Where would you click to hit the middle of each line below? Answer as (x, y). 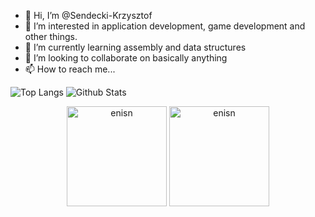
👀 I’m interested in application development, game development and (165, 26)
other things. (51, 36)
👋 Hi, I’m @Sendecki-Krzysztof (88, 15)
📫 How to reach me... (70, 69)
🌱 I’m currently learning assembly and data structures (135, 47)
